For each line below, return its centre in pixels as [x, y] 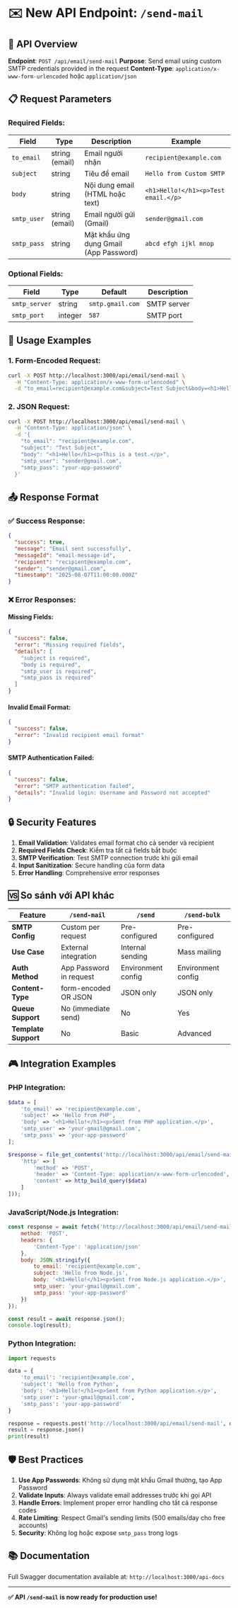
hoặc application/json [103, 76]
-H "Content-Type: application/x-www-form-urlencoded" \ [100, 382]
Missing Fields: [31, 617]
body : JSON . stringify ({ [56, 1260]
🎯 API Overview [43, 44]
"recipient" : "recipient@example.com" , [73, 562]
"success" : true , [40, 542]
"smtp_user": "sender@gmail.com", [71, 461]
